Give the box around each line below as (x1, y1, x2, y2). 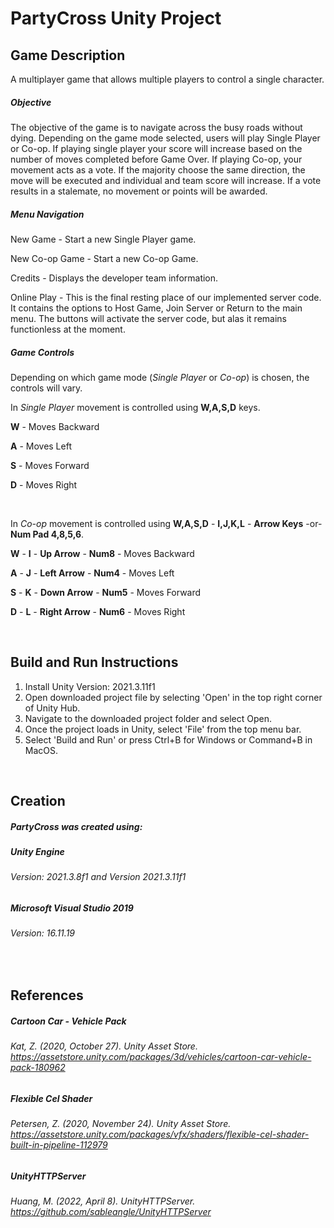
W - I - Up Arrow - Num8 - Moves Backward (10, 547, 195, 559)
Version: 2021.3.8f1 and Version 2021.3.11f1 (10, 871, 187, 883)
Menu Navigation (10, 208, 85, 220)
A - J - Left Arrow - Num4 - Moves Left (10, 567, 175, 579)
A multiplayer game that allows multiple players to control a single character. (10, 73, 325, 85)
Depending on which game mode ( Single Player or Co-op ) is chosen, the (10, 371, 310, 383)
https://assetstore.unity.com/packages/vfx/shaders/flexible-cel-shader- (10, 1128, 310, 1141)
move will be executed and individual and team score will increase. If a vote (10, 174, 322, 186)
